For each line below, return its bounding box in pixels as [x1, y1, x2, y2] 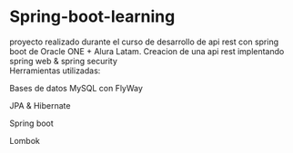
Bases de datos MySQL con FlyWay [9, 82, 144, 93]
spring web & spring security [9, 55, 118, 66]
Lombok [9, 135, 41, 146]
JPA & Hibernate [9, 100, 71, 110]
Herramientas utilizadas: [9, 65, 101, 76]
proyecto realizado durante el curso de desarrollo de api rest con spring [9, 36, 279, 47]
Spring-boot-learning [9, 6, 176, 27]
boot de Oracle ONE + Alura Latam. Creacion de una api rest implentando [9, 45, 285, 56]
